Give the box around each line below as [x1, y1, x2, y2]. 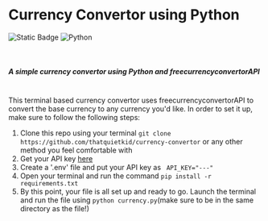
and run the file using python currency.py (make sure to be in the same [19, 195, 254, 205]
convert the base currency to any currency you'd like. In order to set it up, [8, 103, 254, 114]
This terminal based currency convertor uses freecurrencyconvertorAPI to [8, 95, 254, 105]
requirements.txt [19, 179, 79, 187]
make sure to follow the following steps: [8, 112, 141, 122]
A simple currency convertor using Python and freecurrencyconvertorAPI [8, 66, 260, 76]
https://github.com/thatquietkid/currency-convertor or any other [19, 136, 243, 146]
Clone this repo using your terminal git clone [19, 127, 171, 138]
